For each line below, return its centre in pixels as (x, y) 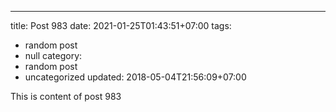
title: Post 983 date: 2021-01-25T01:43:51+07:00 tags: (121, 25)
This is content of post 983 (66, 96)
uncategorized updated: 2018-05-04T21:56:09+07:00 (135, 77)
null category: (53, 55)
